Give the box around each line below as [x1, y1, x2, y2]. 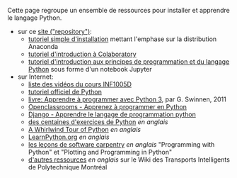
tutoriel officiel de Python [28, 88, 103, 96]
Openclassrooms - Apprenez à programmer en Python [28, 103, 187, 111]
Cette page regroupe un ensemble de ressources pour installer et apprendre [7, 6, 230, 14]
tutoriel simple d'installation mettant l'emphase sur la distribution [28, 35, 217, 43]
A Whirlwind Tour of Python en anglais [28, 126, 141, 133]
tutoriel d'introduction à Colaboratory [28, 50, 137, 58]
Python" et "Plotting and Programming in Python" [28, 148, 172, 156]
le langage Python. [7, 13, 62, 22]
